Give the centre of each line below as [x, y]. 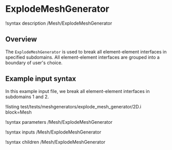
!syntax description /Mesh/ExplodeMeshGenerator [59, 23]
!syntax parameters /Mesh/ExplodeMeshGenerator [59, 122]
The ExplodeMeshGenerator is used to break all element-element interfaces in [86, 51]
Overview [21, 39]
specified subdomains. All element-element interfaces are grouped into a [83, 57]
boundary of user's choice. [34, 63]
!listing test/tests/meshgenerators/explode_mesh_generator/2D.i [73, 106]
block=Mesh [18, 112]
